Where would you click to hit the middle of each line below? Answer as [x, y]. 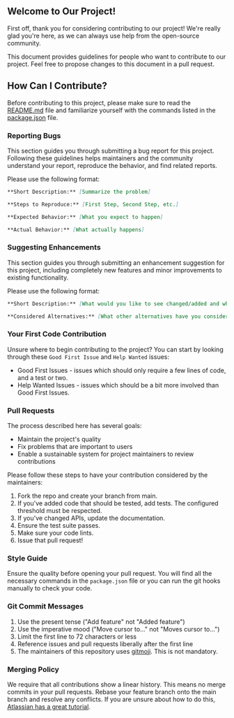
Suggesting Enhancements [54, 247]
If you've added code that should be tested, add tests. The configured [118, 503]
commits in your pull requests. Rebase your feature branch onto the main [112, 692]
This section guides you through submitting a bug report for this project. [111, 151]
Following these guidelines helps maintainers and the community [100, 158]
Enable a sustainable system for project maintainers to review [106, 454]
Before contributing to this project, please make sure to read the [99, 102]
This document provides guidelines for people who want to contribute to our [117, 56]
